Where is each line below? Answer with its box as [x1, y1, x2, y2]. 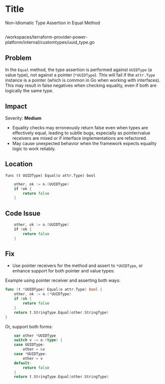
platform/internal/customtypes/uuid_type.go [5, 39, 95, 45]
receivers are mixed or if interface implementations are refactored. [12, 135, 147, 141]
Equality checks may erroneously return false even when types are [12, 124, 148, 130]
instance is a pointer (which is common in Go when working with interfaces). [5, 77, 161, 83]
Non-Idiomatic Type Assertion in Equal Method [5, 20, 100, 26]
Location [5, 160, 33, 168]
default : [14, 360, 32, 366]
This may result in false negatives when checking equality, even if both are [5, 82, 157, 88]
